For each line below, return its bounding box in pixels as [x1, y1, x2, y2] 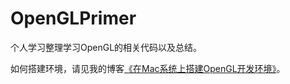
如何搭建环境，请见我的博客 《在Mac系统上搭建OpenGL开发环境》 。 [10, 62, 286, 74]
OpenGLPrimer [10, 7, 137, 30]
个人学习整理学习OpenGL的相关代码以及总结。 [10, 41, 203, 53]
